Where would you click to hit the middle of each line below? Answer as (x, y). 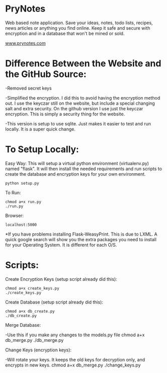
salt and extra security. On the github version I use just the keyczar (74, 108)
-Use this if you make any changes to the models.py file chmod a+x (75, 335)
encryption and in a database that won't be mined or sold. (65, 33)
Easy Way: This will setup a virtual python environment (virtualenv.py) (77, 163)
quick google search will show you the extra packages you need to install (81, 239)
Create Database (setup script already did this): (54, 302)
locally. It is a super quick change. (40, 129)
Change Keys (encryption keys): (38, 350)
